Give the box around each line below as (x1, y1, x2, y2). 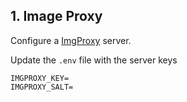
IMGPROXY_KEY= (10, 73, 70, 83)
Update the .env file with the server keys (10, 54, 178, 66)
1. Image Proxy (10, 8, 103, 25)
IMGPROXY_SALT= (10, 82, 74, 92)
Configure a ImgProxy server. (10, 34, 132, 46)
